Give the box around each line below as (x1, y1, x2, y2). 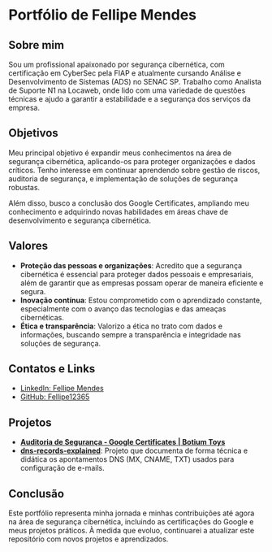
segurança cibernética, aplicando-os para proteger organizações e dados (8, 156, 256, 166)
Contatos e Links (8, 362, 96, 376)
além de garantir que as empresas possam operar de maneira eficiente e (19, 278, 264, 288)
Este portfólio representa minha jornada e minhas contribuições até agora (8, 508, 255, 518)
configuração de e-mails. (19, 463, 105, 473)
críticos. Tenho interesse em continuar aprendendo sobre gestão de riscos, (8, 165, 261, 175)
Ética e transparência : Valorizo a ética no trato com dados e (19, 321, 223, 331)
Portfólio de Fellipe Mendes (8, 6, 197, 24)
